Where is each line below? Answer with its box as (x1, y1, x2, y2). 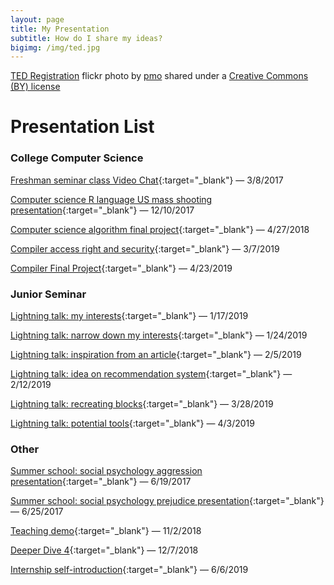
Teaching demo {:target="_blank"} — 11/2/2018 (10, 525, 202, 537)
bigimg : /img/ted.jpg (10, 42, 101, 53)
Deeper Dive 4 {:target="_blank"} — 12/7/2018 (10, 544, 199, 556)
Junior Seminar (10, 287, 87, 301)
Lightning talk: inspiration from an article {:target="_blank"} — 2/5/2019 (10, 349, 302, 361)
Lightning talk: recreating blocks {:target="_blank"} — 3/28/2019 (10, 398, 274, 410)
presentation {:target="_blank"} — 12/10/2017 (10, 204, 195, 216)
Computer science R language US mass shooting (10, 193, 213, 205)
